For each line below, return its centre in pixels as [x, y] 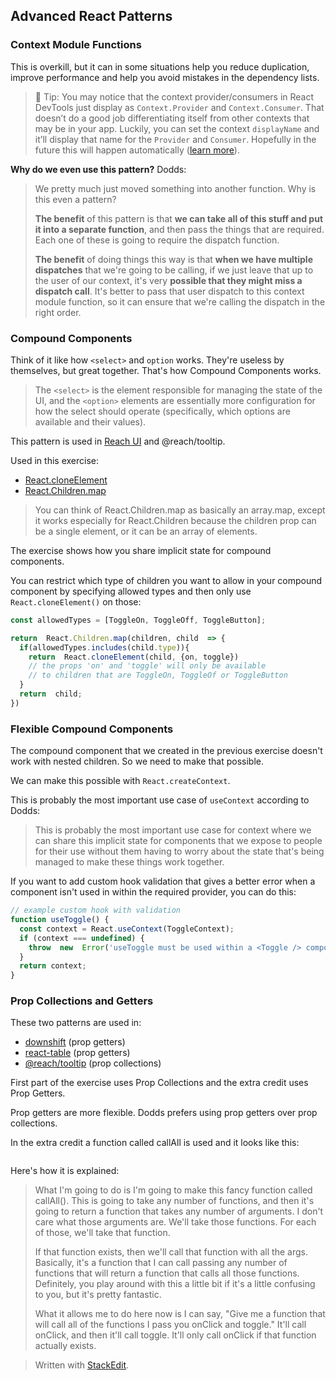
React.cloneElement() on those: [76, 601]
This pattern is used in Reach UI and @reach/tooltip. [118, 441]
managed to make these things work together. [129, 862]
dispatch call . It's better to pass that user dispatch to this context [169, 291]
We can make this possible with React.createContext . [120, 781]
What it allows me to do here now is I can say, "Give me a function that [180, 1314]
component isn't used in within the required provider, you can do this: [153, 892]
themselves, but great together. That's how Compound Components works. [166, 370]
